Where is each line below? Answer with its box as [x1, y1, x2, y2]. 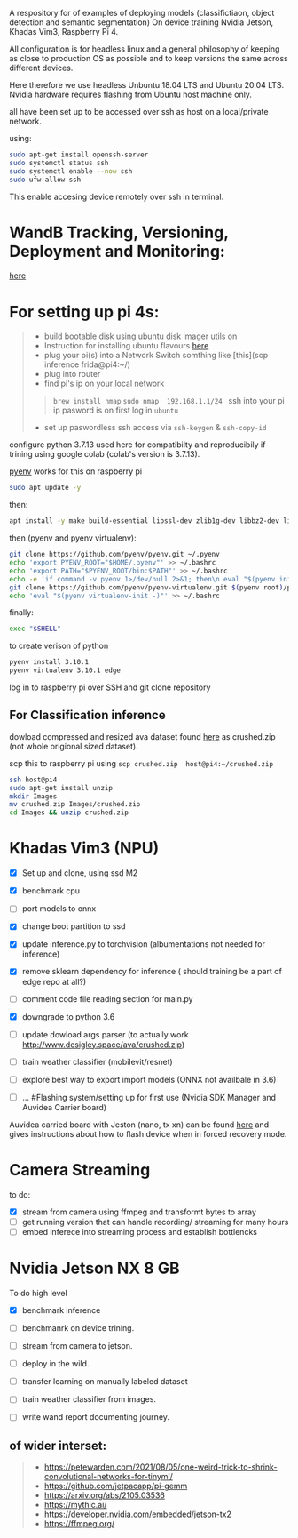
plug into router [43, 369, 101, 380]
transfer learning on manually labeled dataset [21, 1376, 188, 1387]
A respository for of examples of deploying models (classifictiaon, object [9, 8, 275, 18]
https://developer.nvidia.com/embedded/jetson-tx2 [43, 1509, 232, 1519]
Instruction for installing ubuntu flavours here [43, 340, 209, 351]
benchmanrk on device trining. [21, 1323, 135, 1333]
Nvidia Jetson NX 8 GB [9, 1258, 180, 1278]
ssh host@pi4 [9, 775, 58, 784]
